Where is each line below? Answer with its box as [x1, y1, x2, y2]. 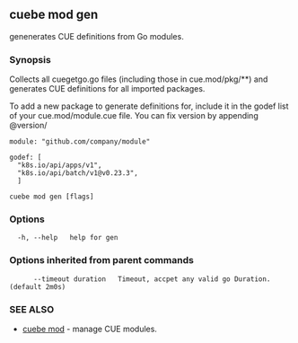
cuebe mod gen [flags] [9, 192, 94, 201]
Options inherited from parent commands [9, 254, 195, 267]
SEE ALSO [9, 303, 55, 315]
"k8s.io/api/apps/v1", [17, 161, 102, 170]
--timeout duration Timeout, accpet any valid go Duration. [32, 274, 271, 284]
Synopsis [9, 53, 51, 66]
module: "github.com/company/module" [9, 137, 151, 146]
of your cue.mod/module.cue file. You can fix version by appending [9, 110, 259, 121]
